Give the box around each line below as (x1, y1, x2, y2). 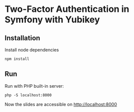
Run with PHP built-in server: (4, 83, 64, 89)
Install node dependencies (4, 47, 59, 53)
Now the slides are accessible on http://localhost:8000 (4, 101, 118, 107)
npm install (4, 56, 29, 61)
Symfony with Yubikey (4, 14, 100, 25)
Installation (4, 34, 40, 42)
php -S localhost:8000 (4, 93, 52, 98)
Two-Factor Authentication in (4, 3, 130, 15)
